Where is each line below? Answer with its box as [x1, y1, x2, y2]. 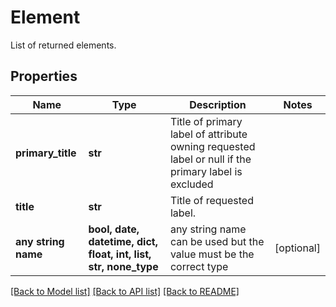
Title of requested [169, 193, 254, 207]
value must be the [169, 247, 255, 261]
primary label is [169, 164, 243, 178]
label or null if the [169, 152, 252, 166]
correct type [169, 259, 229, 273]
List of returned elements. [10, 39, 117, 51]
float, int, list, [88, 247, 152, 261]
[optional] [274, 241, 321, 255]
